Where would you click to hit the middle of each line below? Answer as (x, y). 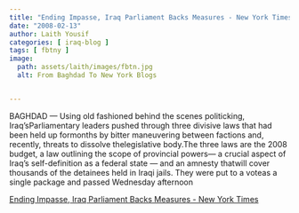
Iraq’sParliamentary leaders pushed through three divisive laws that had (141, 125)
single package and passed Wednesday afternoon (101, 182)
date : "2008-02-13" (45, 26)
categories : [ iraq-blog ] (59, 42)
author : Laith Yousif (49, 34)
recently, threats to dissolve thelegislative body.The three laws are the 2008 (148, 144)
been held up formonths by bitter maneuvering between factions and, (137, 135)
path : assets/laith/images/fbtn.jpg (85, 67)
